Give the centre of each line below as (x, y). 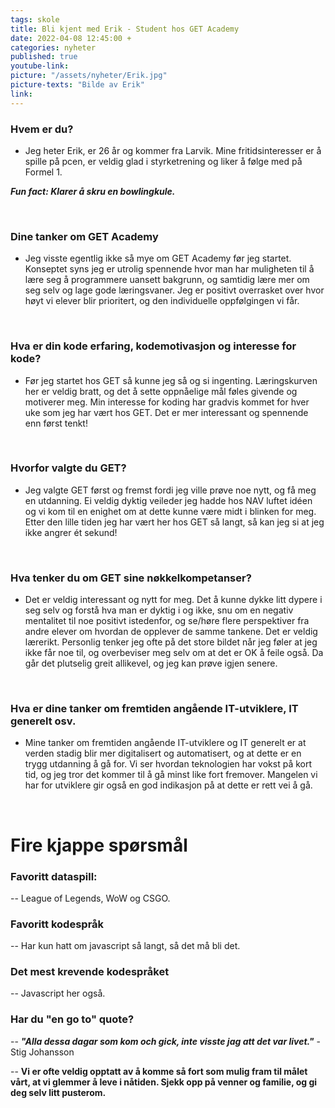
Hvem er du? (42, 129)
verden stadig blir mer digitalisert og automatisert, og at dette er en (163, 753)
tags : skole (35, 19)
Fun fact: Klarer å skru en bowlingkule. (93, 191)
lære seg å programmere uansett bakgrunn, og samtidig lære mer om (167, 280)
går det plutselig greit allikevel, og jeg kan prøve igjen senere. (151, 663)
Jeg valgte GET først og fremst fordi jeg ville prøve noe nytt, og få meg (170, 490)
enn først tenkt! (56, 423)
